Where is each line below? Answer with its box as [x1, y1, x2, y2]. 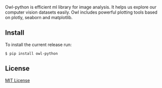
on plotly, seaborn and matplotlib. [5, 15, 73, 20]
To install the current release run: [5, 42, 72, 47]
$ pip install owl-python [5, 51, 58, 56]
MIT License [5, 77, 30, 83]
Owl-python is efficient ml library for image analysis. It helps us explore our [5, 4, 157, 10]
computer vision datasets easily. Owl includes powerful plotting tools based [5, 9, 158, 15]
